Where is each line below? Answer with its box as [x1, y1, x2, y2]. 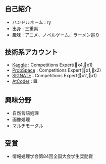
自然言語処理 [12, 110, 39, 116]
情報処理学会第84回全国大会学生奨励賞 [12, 153, 93, 159]
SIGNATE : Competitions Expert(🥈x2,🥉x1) [12, 72, 97, 78]
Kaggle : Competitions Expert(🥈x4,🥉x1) [12, 62, 93, 68]
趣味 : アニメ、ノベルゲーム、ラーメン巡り [12, 32, 100, 38]
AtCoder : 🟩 [12, 78, 38, 84]
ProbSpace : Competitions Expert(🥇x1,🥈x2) [12, 67, 101, 73]
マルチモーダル [12, 123, 43, 129]
